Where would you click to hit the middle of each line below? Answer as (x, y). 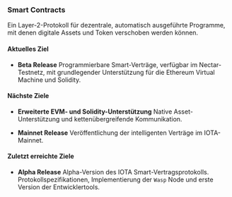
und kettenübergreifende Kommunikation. (122, 119)
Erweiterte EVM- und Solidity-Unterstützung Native (95, 112)
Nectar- (210, 64)
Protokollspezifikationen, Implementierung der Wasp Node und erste (115, 179)
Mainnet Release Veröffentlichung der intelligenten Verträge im (110, 133)
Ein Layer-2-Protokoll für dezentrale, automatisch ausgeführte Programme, (116, 25)
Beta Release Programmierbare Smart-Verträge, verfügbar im (108, 64)
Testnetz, (31, 72)
